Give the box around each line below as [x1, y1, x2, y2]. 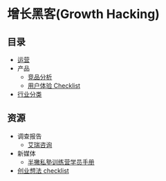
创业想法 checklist [17, 166, 69, 175]
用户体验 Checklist [27, 82, 81, 90]
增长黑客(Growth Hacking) [7, 6, 160, 22]
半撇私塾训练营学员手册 [27, 158, 95, 166]
